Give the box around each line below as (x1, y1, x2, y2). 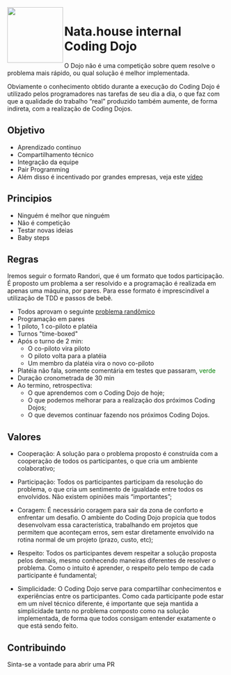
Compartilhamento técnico (17, 150, 94, 158)
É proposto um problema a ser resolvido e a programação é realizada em (7, 279, 216, 288)
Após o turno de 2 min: (17, 337, 83, 345)
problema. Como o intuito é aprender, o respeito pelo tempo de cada (17, 564, 214, 572)
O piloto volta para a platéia (27, 352, 106, 360)
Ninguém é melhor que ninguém (17, 211, 110, 220)
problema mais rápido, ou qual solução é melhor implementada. (7, 69, 190, 77)
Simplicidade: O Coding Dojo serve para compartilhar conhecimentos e (17, 585, 221, 593)
